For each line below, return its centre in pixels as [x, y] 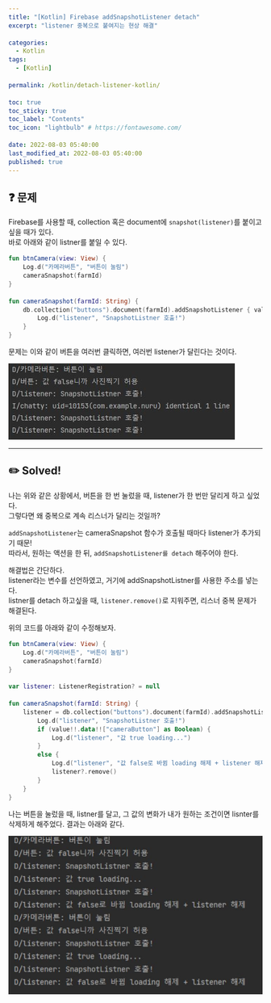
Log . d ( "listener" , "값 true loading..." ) [121, 738]
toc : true [25, 102]
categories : [28, 43]
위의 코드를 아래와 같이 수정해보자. [62, 627]
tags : [17, 60]
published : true [35, 162]
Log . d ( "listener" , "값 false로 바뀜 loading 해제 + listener [151, 763]
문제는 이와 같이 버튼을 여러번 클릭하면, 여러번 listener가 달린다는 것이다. [123, 352]
